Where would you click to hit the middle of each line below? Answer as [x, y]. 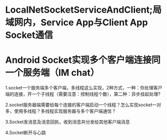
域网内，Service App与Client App [77, 22]
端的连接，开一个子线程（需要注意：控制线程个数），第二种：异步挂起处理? [83, 94]
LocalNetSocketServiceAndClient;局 [83, 10]
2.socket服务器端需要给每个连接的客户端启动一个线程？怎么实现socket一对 [83, 105]
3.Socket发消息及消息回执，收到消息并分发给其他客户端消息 [68, 122]
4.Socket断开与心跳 [26, 133]
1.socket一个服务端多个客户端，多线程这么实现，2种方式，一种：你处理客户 [84, 88]
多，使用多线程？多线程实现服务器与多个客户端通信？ [61, 111]
